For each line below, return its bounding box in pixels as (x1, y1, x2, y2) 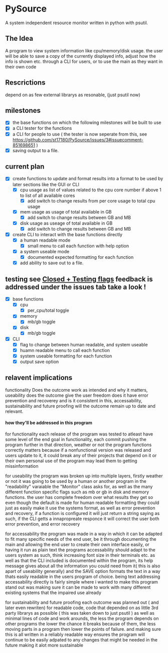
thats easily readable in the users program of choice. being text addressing (5, 573, 160, 579)
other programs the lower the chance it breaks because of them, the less (5, 620, 156, 627)
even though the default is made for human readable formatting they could (5, 499, 159, 505)
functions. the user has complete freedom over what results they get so (5, 494, 153, 500)
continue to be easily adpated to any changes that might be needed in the (5, 636, 158, 642)
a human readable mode (20, 237, 71, 243)
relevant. (5, 408, 24, 414)
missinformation (5, 463, 39, 469)
